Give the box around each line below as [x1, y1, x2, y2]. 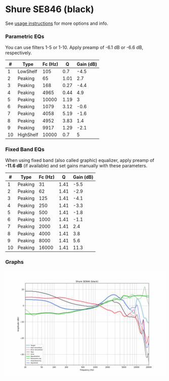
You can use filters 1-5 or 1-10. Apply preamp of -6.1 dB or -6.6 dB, [5, 45, 143, 51]
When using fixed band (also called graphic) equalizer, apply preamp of [5, 157, 154, 163]
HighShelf [17, 132, 38, 138]
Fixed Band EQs [5, 146, 45, 153]
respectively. [5, 50, 32, 56]
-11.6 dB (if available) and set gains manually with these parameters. [5, 163, 148, 169]
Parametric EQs [5, 33, 45, 40]
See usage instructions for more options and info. [5, 20, 109, 26]
